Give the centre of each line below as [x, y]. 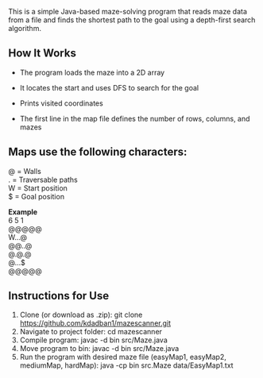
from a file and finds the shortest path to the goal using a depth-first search [132, 20]
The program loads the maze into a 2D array [92, 72]
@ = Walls [25, 171]
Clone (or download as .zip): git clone [81, 315]
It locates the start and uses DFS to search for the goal [109, 87]
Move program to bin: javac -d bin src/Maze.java [99, 349]
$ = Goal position [37, 196]
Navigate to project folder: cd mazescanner [91, 332]
